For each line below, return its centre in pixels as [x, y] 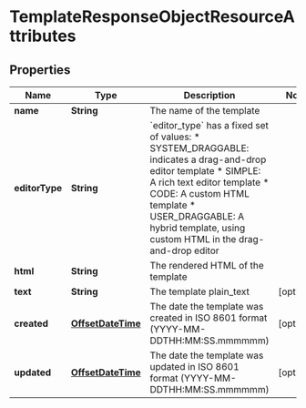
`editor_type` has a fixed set [209, 125]
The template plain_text [200, 291]
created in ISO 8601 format [209, 318]
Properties [40, 70]
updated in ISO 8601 [194, 367]
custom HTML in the [193, 239]
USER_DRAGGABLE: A [197, 216]
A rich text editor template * [209, 182]
